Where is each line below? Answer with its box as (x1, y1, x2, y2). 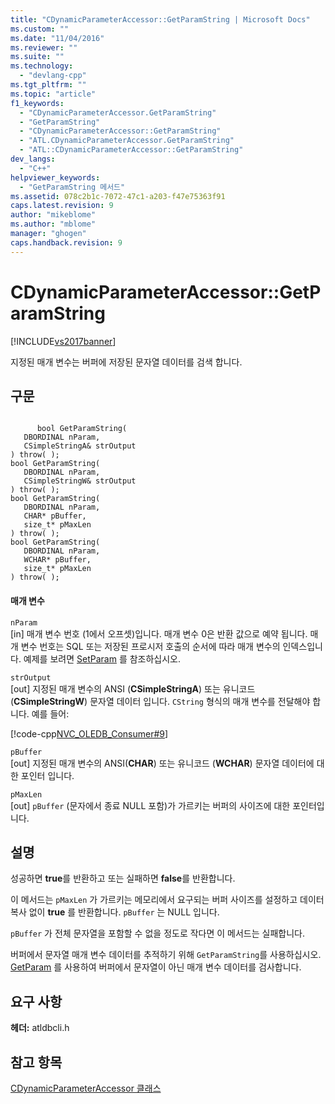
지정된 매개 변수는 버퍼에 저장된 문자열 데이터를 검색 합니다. (10, 356, 243, 368)
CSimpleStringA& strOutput (23, 441, 137, 451)
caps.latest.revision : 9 (10, 201, 114, 211)
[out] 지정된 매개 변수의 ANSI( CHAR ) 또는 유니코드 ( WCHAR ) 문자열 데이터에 (10, 757, 315, 769)
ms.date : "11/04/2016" (10, 33, 105, 43)
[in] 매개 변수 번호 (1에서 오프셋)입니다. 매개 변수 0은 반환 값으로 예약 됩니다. (10, 627, 308, 640)
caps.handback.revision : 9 (10, 237, 123, 248)
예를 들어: (31, 707, 70, 720)
